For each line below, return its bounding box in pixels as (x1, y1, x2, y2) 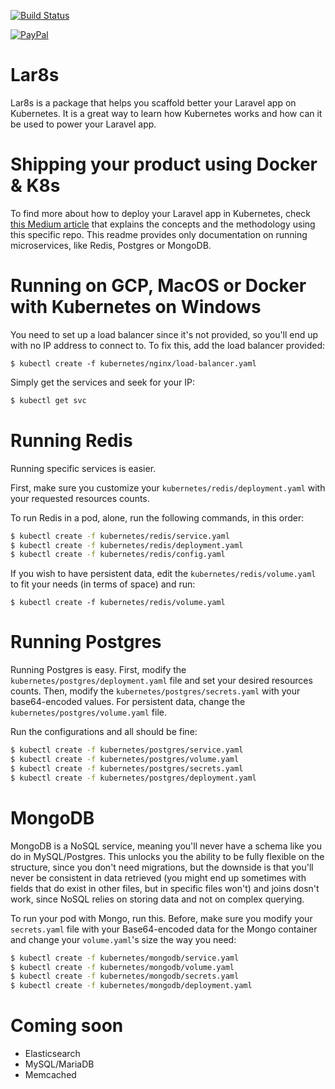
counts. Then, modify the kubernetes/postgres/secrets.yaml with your (10, 685, 301, 697)
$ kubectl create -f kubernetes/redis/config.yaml (10, 550, 226, 560)
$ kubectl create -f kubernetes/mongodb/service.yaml (10, 953, 240, 963)
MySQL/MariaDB (24, 1058, 95, 1070)
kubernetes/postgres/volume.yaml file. (10, 706, 168, 719)
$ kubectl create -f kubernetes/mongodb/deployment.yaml (10, 981, 253, 991)
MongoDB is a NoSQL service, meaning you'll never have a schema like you (10, 840, 322, 852)
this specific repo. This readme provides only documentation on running (10, 228, 308, 240)
